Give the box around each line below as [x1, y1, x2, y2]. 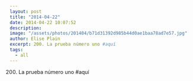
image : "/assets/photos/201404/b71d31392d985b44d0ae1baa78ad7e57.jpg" [9, 31, 188, 36]
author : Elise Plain [9, 36, 61, 42]
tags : [9, 47, 23, 53]
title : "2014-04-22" [9, 14, 61, 20]
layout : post [9, 8, 42, 15]
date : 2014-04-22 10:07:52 [9, 19, 76, 25]
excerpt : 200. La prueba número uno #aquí [9, 42, 116, 48]
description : [9, 25, 42, 31]
